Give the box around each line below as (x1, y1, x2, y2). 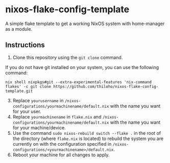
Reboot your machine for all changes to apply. (12, 152, 110, 158)
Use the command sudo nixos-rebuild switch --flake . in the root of (12, 130, 161, 136)
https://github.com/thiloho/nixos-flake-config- (53, 84, 159, 89)
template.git (5, 88, 33, 94)
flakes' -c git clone (5, 84, 52, 89)
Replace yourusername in (12, 97, 64, 103)
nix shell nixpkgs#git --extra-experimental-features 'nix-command (5, 79, 152, 85)
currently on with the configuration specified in (12, 141, 112, 147)
